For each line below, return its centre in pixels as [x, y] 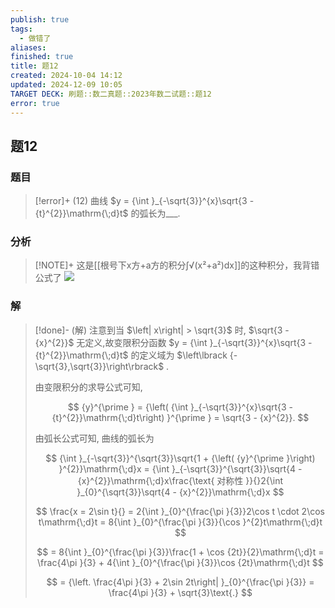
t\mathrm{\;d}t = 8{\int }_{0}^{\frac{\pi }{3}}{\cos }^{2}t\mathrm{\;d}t [180, 522]
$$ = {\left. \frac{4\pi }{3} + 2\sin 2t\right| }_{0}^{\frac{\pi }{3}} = [180, 582]
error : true [35, 103]
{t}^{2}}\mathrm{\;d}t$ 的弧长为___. [107, 213]
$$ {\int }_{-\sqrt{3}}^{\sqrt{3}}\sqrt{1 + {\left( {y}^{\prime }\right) [180, 458]
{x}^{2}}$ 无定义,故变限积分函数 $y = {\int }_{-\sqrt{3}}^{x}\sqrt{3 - [173, 342]
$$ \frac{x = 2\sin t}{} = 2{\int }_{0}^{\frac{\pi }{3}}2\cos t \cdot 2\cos [180, 511]
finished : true [42, 57]
